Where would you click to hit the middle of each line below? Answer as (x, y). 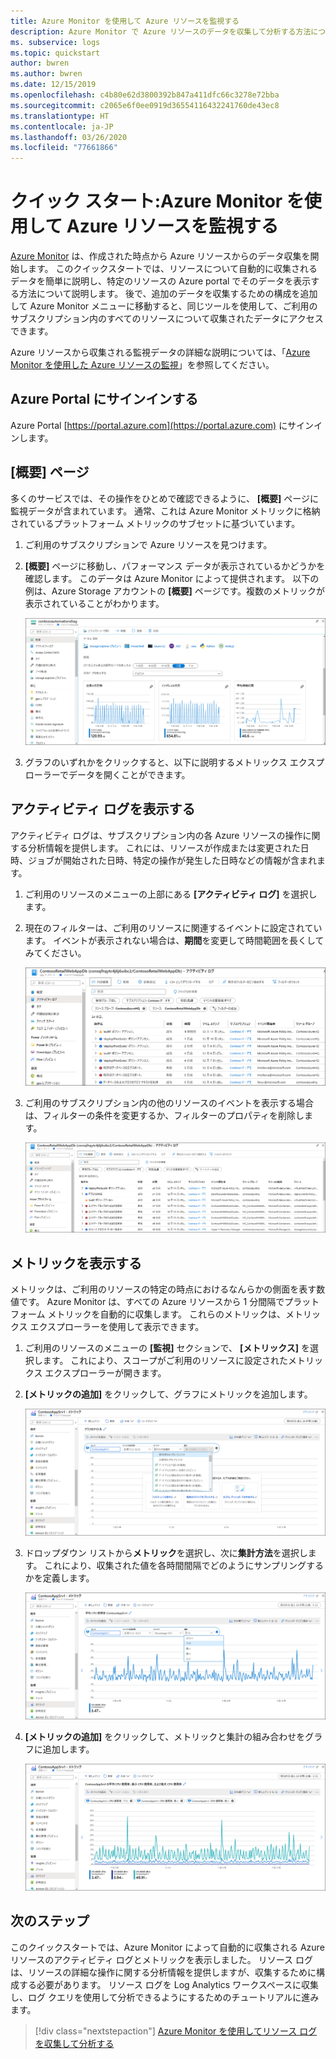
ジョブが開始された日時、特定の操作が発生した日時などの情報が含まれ (172, 860)
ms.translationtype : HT (60, 116)
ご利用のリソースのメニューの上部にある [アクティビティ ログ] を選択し (171, 894)
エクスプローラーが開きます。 (105, 1373)
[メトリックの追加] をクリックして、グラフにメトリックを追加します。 (168, 1394)
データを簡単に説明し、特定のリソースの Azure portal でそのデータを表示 (161, 281)
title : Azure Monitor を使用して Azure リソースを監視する (125, 21)
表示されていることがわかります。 (94, 603)
